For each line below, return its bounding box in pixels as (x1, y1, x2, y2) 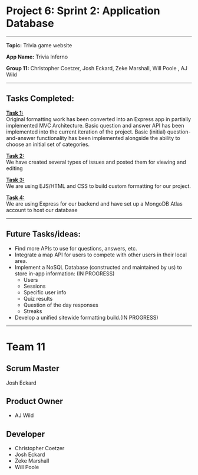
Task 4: (6, 194, 25, 201)
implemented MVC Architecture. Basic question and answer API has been (6, 122, 184, 129)
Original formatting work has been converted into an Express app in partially (6, 115, 192, 122)
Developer (6, 429, 45, 439)
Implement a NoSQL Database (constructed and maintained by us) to (14, 263, 183, 271)
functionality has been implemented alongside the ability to (37, 134, 181, 141)
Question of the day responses (23, 301, 98, 308)
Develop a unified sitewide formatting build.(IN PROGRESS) (14, 314, 159, 321)
